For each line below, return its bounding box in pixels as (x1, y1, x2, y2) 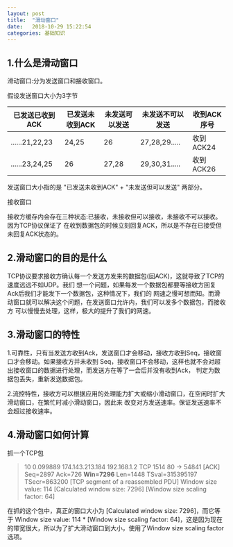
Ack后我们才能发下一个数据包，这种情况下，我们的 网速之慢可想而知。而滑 (7, 289, 221, 297)
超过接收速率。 (12, 407, 56, 415)
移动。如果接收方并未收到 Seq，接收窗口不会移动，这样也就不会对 (25, 357, 215, 365)
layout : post (7, 10, 45, 17)
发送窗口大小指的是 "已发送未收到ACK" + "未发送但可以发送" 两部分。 (7, 183, 206, 192)
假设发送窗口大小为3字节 (7, 92, 78, 100)
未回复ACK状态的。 (7, 230, 62, 238)
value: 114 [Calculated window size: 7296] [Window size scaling (24, 485, 207, 493)
